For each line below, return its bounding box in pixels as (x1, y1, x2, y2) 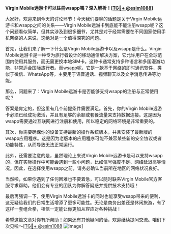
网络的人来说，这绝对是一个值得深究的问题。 (9, 35, 103, 41)
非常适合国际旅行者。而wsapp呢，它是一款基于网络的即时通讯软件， (14, 65, 158, 71)
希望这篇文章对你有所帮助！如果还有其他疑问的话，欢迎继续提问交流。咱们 (5, 217, 161, 223)
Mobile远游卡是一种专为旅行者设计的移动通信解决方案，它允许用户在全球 (5, 52, 158, 58)
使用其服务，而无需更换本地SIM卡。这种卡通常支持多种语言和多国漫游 (14, 58, 161, 64)
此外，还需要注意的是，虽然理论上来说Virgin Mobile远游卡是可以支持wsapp (5, 153, 163, 158)
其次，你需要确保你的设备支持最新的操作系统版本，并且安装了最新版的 (5, 129, 153, 135)
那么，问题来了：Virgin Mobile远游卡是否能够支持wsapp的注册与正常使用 (5, 89, 159, 94)
